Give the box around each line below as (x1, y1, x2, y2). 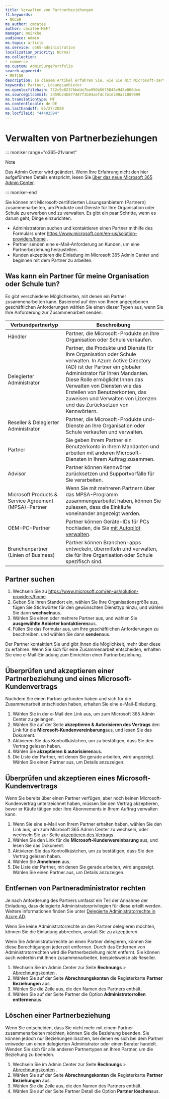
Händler (8, 333, 27, 340)
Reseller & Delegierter (8, 419, 59, 426)
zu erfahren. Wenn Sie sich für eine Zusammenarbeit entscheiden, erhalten (5, 646, 161, 652)
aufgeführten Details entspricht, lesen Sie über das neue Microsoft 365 (5, 174, 152, 180)
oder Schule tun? (5, 280, 60, 289)
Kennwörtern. (65, 407, 98, 414)
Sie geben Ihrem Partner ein (65, 437, 132, 444)
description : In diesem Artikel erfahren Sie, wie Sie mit (5, 78, 132, 83)
